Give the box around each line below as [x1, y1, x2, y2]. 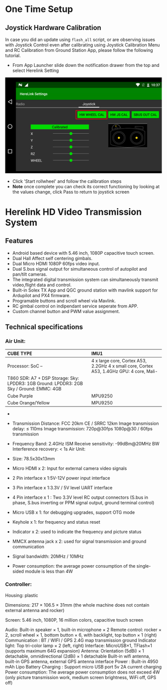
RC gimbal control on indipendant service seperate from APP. [12, 303, 138, 309]
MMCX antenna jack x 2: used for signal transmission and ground [12, 538, 147, 545]
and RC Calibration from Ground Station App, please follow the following [5, 47, 153, 53]
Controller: [5, 581, 32, 588]
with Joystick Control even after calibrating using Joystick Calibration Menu [5, 42, 160, 48]
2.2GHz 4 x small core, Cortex [91, 363, 153, 369]
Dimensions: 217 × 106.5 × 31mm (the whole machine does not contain [5, 602, 150, 608]
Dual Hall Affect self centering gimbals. [12, 255, 93, 261]
